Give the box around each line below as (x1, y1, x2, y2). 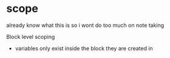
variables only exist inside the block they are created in (15, 44, 153, 52)
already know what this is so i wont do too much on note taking (6, 22, 165, 29)
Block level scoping (6, 33, 55, 40)
